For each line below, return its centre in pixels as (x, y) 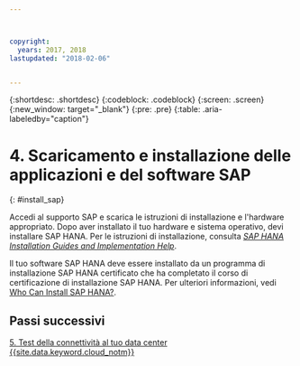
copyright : (30, 42)
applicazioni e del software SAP (130, 175)
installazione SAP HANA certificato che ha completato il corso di (129, 273)
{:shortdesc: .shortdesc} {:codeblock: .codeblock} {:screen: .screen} (137, 99)
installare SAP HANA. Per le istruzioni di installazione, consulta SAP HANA (147, 237)
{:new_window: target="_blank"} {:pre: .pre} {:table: (105, 109)
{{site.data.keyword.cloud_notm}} (72, 352)
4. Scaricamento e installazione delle (150, 155)
